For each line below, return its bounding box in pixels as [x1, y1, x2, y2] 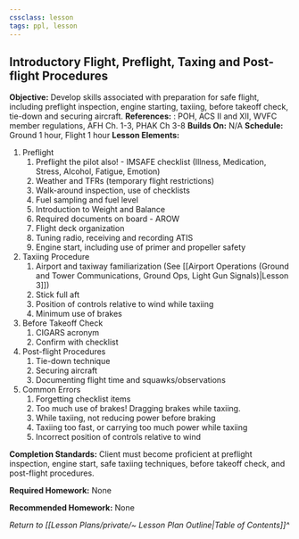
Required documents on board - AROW [35, 213, 180, 224]
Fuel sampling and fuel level [35, 195, 138, 205]
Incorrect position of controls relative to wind [35, 432, 202, 443]
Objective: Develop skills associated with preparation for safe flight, [9, 92, 260, 103]
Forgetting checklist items [35, 394, 131, 404]
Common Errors [21, 385, 81, 395]
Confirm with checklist [35, 336, 119, 348]
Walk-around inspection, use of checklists [35, 185, 190, 196]
